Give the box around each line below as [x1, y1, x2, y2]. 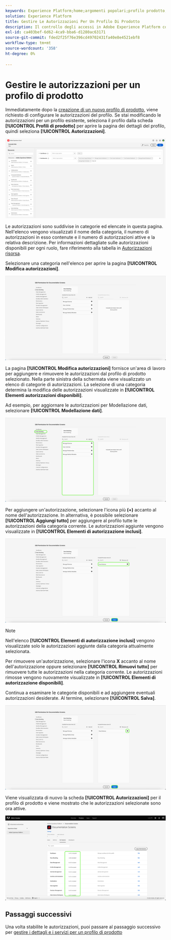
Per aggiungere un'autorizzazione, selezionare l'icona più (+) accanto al [5, 507, 157, 513]
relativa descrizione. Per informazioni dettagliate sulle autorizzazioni [5, 240, 149, 246]
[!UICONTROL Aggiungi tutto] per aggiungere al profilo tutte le [5, 518, 137, 524]
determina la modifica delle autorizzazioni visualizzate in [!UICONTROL [5, 387, 155, 393]
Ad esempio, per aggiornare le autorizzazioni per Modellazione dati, [5, 402, 148, 408]
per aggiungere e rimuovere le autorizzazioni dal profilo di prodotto [5, 371, 146, 377]
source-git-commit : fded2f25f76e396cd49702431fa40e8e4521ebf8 [5, 35, 140, 40]
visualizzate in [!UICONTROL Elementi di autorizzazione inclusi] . [5, 528, 143, 534]
